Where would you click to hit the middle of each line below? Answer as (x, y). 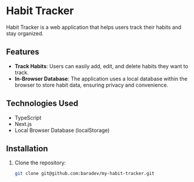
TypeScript (28, 118)
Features (23, 52)
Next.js (23, 124)
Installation (27, 148)
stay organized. (25, 33)
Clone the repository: (40, 163)
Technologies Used (42, 103)
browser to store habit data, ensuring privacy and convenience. (91, 85)
